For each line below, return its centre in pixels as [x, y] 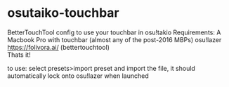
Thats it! [19, 55]
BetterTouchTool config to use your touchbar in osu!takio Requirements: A [114, 32]
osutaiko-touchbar [63, 13]
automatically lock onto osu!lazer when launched [78, 76]
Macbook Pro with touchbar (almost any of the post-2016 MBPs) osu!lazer [115, 39]
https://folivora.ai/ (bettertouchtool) [59, 47]
